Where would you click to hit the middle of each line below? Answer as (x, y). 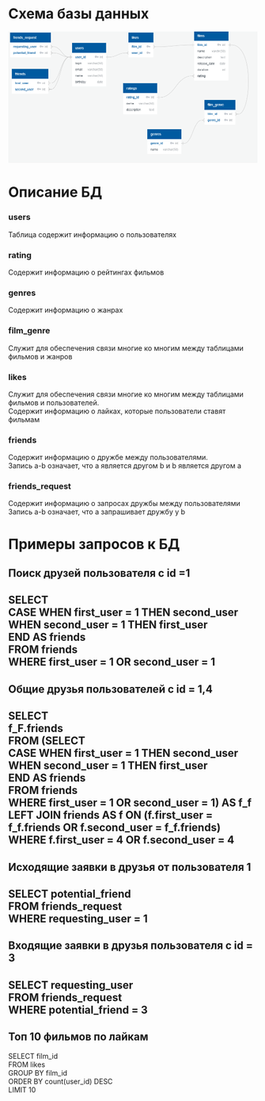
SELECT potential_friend (70, 894)
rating (20, 255)
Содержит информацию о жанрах (66, 310)
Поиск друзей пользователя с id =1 (99, 573)
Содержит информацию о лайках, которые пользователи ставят (117, 411)
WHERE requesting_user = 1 (78, 919)
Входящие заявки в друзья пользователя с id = (131, 946)
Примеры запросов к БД (94, 544)
